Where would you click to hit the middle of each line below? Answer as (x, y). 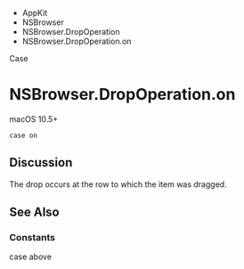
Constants (33, 238)
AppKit (35, 13)
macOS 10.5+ (34, 118)
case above (30, 257)
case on (24, 135)
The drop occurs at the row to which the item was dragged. (118, 184)
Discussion (41, 163)
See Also (34, 212)
